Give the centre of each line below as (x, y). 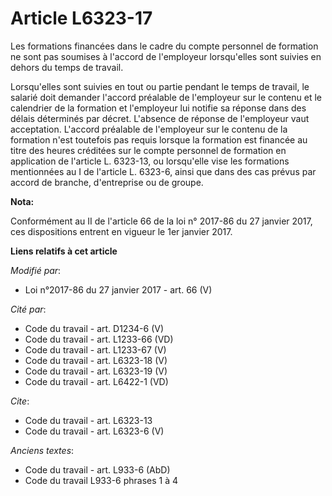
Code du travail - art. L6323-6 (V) (94, 431)
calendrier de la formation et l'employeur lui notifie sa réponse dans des (158, 108)
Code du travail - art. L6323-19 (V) (96, 371)
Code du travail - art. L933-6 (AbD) (97, 469)
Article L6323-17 (81, 18)
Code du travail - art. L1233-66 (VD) (99, 339)
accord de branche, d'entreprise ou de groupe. (107, 182)
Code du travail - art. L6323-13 (88, 420)
